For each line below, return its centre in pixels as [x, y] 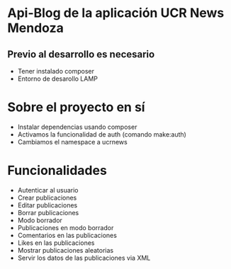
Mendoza [35, 28]
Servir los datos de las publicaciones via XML [84, 258]
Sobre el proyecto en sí [76, 107]
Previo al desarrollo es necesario [81, 54]
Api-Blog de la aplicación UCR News [116, 13]
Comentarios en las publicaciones [67, 235]
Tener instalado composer [56, 71]
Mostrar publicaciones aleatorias [66, 250]
